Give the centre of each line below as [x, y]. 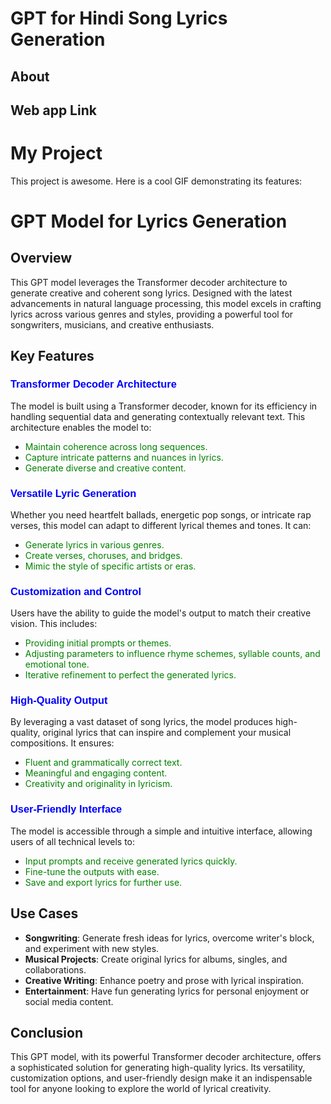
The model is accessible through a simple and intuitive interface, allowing [161, 831]
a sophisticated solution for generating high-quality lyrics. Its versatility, [158, 1068]
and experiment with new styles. [92, 948]
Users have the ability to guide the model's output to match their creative [161, 613]
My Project [56, 153]
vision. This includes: [54, 624]
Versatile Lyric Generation [73, 493]
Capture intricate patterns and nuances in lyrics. [124, 457]
